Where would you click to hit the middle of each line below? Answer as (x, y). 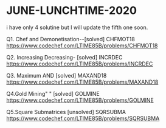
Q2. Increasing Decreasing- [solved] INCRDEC (64, 57)
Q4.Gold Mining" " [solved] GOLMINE (53, 93)
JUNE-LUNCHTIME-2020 (71, 11)
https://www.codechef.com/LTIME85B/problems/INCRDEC (80, 64)
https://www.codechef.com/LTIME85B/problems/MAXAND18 (82, 82)
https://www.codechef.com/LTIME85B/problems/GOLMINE (80, 100)
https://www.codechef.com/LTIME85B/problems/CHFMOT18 (82, 45)
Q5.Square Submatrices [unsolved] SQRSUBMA (66, 112)
